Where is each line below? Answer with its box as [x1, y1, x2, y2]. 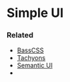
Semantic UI [16, 61, 53, 70]
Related [6, 30, 34, 40]
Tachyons [16, 54, 46, 62]
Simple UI [6, 5, 64, 21]
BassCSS [16, 46, 44, 54]
